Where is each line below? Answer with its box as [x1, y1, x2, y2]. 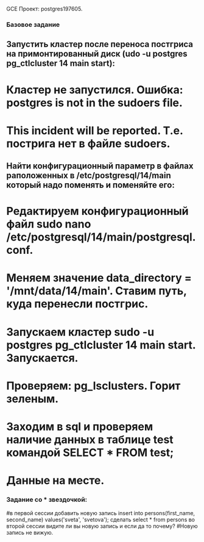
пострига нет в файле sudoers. [6, 137, 171, 150]
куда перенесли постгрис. [6, 297, 149, 311]
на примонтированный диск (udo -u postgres [6, 49, 188, 59]
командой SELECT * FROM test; [6, 446, 174, 460]
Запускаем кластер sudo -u [6, 325, 155, 339]
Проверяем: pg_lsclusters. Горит [6, 378, 181, 392]
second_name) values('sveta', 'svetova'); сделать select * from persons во [6, 516, 195, 523]
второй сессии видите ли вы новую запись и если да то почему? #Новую [6, 522, 198, 530]
